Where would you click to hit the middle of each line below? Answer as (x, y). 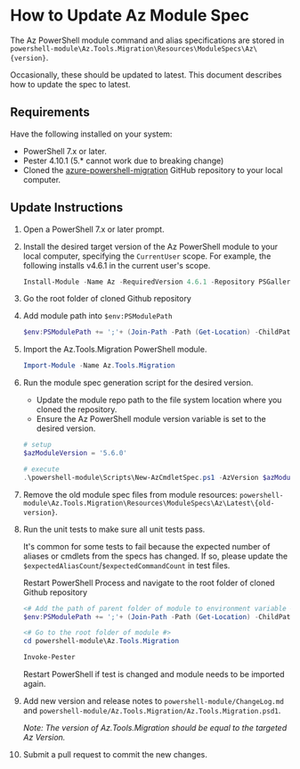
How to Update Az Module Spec (130, 16)
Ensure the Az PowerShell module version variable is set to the (151, 419)
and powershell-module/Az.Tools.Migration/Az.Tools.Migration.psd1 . (152, 711)
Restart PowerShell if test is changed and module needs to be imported (154, 674)
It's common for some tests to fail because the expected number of (146, 546)
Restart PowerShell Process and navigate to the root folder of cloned (149, 583)
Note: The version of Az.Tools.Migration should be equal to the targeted (155, 728)
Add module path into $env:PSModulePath (97, 316)
